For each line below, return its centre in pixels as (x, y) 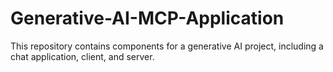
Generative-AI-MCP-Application (147, 18)
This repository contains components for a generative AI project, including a (167, 46)
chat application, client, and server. (82, 56)
